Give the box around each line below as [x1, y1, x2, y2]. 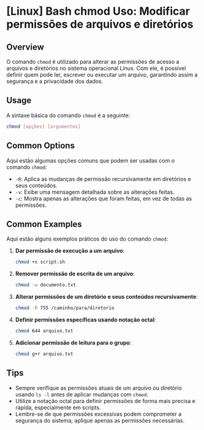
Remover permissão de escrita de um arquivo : [15, 270, 135, 277]
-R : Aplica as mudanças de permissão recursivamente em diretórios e [15, 175, 191, 182]
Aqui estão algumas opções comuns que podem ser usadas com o [6, 156, 175, 164]
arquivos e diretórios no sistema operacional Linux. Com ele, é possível [6, 64, 186, 72]
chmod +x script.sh [15, 259, 66, 265]
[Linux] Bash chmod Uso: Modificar [6, 4, 190, 18]
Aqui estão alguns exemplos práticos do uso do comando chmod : [6, 235, 168, 243]
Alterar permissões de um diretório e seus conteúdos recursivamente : [15, 293, 198, 301]
